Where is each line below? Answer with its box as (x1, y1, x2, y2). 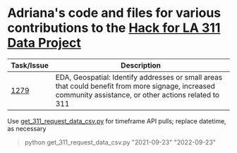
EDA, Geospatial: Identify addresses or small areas (55, 72, 223, 82)
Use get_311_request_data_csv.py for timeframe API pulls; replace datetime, (7, 116, 227, 125)
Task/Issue (11, 60, 49, 70)
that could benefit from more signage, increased (55, 81, 215, 91)
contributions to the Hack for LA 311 (7, 20, 221, 36)
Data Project (7, 35, 81, 51)
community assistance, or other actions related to (55, 90, 220, 99)
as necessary (7, 124, 47, 133)
